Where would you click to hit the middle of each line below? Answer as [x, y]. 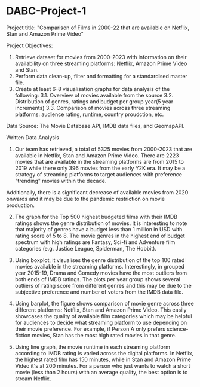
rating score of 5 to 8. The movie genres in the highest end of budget [100, 236]
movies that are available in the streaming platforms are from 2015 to [99, 161]
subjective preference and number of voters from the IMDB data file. [99, 292]
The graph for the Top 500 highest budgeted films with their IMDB [96, 217]
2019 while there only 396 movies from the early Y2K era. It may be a [100, 168]
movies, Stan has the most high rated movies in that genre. [104, 335]
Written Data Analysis [33, 137]
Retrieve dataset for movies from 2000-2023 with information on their [101, 57]
